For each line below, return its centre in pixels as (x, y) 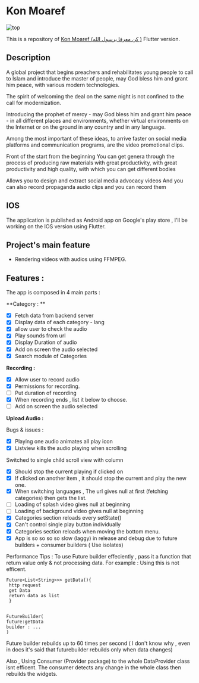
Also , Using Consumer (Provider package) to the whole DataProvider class (98, 661)
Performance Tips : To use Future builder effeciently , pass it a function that (99, 556)
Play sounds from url (40, 336)
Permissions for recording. (47, 386)
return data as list (34, 595)
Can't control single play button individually (68, 524)
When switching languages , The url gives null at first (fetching (91, 491)
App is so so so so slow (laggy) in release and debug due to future (96, 538)
